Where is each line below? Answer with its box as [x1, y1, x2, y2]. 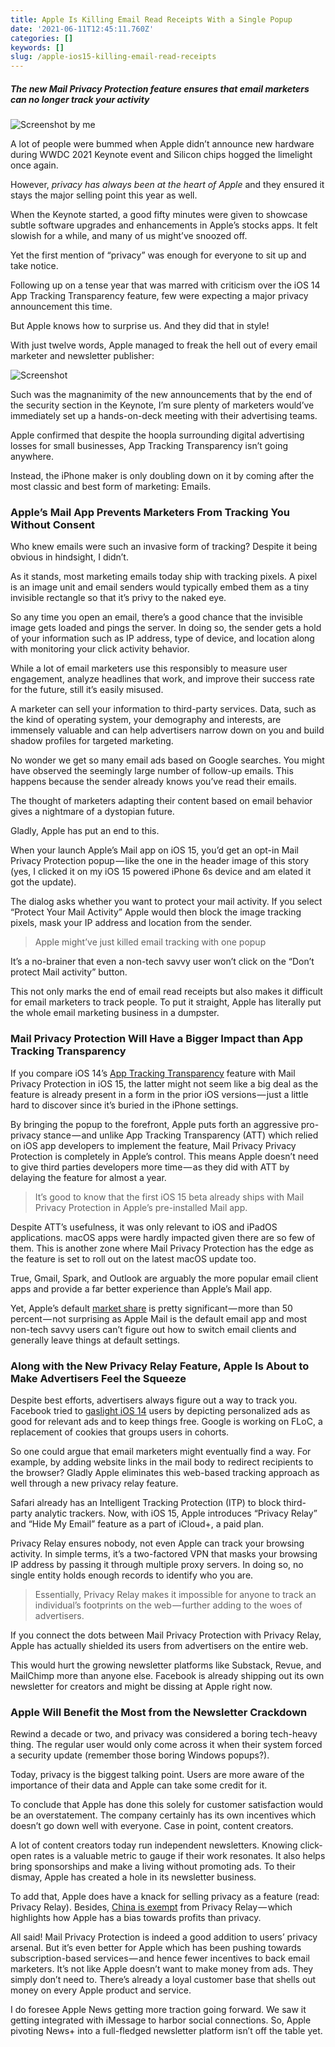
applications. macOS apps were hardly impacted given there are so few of [10, 1231, 316, 1243]
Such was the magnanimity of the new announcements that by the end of [10, 389, 313, 401]
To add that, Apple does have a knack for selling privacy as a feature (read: [10, 1891, 320, 1903]
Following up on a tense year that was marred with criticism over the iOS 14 [10, 279, 321, 291]
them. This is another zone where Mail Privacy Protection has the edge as [10, 1242, 314, 1254]
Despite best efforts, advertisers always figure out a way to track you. [10, 1394, 298, 1406]
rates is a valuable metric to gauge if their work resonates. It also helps [33, 1850, 326, 1862]
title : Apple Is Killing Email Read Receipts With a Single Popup [10, 14, 293, 25]
